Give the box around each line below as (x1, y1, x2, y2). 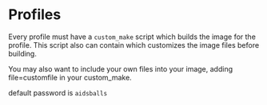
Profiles (8, 6, 62, 24)
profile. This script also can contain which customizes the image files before (8, 40, 260, 49)
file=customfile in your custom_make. (8, 72, 132, 82)
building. (8, 49, 38, 58)
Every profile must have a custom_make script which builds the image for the (8, 32, 256, 41)
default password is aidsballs (8, 87, 108, 97)
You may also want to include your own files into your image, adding (8, 64, 233, 73)
